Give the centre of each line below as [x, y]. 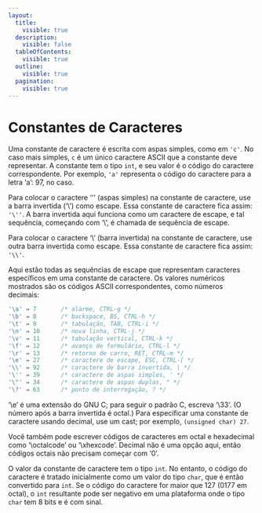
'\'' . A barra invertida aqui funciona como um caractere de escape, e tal [126, 214]
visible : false [47, 45]
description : [36, 37]
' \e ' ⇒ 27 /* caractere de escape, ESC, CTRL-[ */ [101, 361]
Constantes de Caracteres [95, 127]
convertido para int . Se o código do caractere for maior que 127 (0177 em [127, 485]
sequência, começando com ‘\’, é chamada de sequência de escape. [119, 223]
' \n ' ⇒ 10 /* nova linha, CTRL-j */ [77, 331]
